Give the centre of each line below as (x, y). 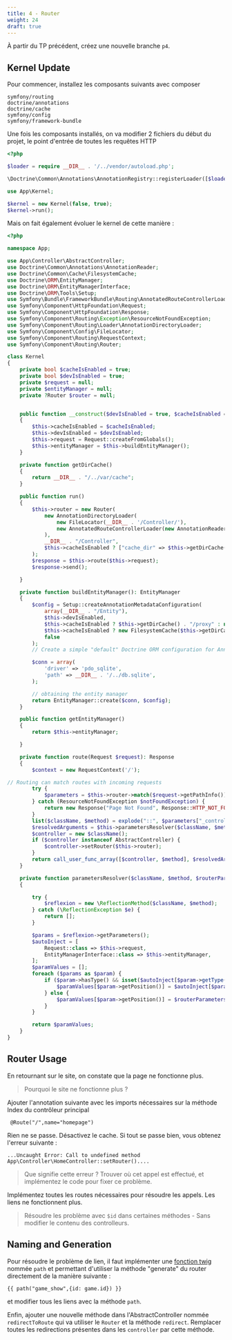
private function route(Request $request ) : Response (97, 757)
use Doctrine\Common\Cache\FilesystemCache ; (72, 273)
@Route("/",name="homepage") (52, 1123)
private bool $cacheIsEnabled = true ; (75, 370)
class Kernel (26, 357)
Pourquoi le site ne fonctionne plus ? (76, 1089)
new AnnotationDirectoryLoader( (90, 516)
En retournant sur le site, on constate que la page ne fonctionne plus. (105, 1076)
